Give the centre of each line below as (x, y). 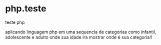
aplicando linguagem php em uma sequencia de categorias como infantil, (81, 32)
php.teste (26, 9)
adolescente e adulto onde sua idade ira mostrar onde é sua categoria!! (79, 37)
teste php (15, 22)
